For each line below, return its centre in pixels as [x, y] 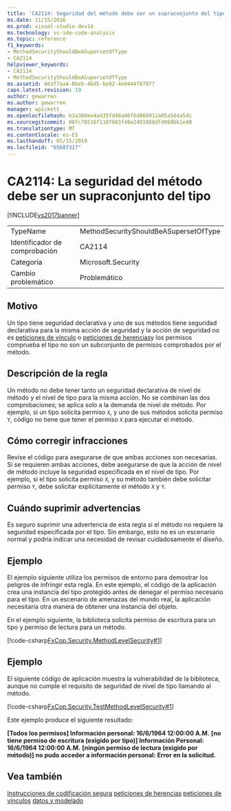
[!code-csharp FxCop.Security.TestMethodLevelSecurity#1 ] [90, 706]
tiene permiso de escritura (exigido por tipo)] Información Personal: [106, 740]
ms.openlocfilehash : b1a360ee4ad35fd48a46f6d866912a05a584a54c [100, 115]
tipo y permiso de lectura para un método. [67, 627]
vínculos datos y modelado [45, 800]
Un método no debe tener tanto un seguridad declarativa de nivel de [104, 390]
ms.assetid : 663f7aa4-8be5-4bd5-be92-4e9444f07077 [81, 84]
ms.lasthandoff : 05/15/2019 [47, 141]
